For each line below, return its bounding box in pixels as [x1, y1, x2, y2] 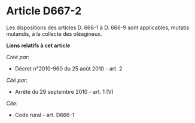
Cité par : [6, 76, 28, 84]
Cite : [6, 100, 18, 107]
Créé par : [6, 53, 30, 60]
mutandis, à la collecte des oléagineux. [6, 30, 102, 37]
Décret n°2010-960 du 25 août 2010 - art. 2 [14, 64, 123, 72]
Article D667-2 [6, 4, 82, 18]
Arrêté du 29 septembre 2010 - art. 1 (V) [14, 88, 114, 95]
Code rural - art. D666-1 [14, 111, 75, 118]
